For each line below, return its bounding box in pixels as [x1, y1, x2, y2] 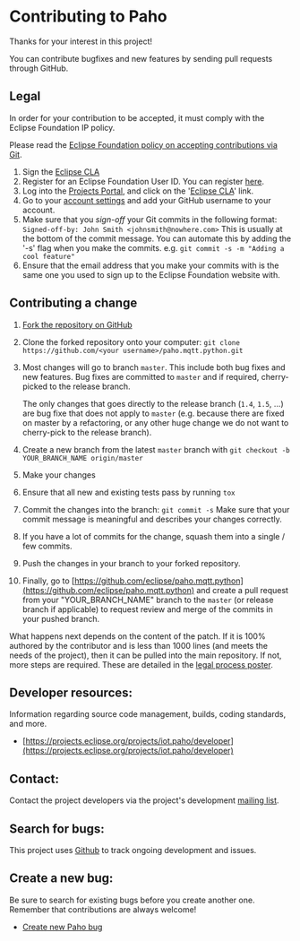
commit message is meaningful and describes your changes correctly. [21, 514, 282, 524]
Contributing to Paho [9, 6, 167, 27]
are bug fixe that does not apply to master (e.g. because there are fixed [21, 408, 285, 419]
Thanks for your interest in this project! [9, 36, 153, 47]
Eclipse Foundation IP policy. [9, 122, 116, 133]
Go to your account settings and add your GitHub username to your [21, 194, 271, 205]
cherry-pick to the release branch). [21, 427, 152, 437]
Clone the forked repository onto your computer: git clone [21, 336, 240, 347]
